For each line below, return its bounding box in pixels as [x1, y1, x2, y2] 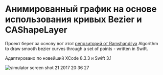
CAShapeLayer [5, 25, 68, 35]
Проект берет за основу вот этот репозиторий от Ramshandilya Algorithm [5, 40, 158, 46]
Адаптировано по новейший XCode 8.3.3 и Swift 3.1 [5, 55, 112, 61]
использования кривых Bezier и [5, 14, 142, 25]
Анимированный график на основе [5, 3, 157, 15]
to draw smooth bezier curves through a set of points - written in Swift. [5, 46, 148, 51]
